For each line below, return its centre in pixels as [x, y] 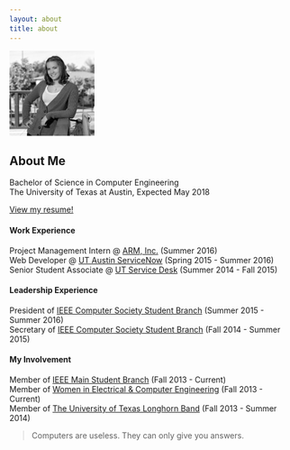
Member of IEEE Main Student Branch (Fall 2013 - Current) [118, 380]
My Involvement [41, 360]
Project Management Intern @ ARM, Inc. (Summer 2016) [113, 250]
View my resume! [41, 210]
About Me [37, 161]
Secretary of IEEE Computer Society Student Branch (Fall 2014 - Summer [145, 329]
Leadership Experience [54, 290]
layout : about [36, 19]
